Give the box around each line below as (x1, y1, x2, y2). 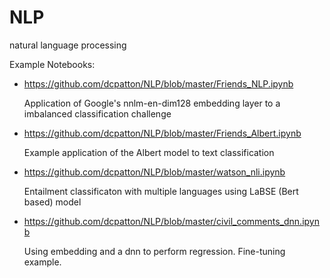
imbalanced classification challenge (23, 107, 172, 120)
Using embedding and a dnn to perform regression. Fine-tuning (23, 245, 286, 257)
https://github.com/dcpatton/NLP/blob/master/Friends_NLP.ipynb (23, 77, 294, 90)
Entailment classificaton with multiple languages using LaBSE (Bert (23, 185, 299, 197)
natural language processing (9, 39, 127, 51)
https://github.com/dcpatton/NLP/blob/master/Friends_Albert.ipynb (23, 127, 302, 139)
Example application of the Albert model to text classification (23, 146, 275, 158)
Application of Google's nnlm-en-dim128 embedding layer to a (23, 97, 281, 109)
